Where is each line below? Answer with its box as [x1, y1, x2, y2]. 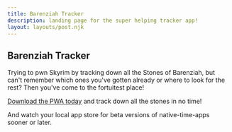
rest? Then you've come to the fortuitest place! [7, 83, 145, 92]
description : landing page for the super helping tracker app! [7, 17, 199, 24]
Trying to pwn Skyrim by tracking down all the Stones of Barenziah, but [7, 68, 215, 77]
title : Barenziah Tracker [7, 10, 84, 18]
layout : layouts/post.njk [7, 23, 84, 30]
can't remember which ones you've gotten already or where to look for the [7, 76, 226, 85]
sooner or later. [7, 118, 52, 127]
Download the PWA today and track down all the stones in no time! [7, 97, 202, 106]
